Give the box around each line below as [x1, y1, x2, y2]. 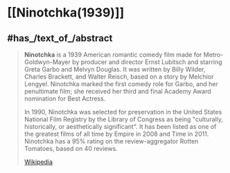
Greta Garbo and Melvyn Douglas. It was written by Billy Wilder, [24, 65, 206, 73]
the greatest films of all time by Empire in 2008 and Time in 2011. [24, 130, 209, 138]
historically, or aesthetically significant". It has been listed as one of [24, 123, 217, 130]
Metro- [203, 50, 224, 59]
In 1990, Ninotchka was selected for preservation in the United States [24, 108, 222, 116]
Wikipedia [24, 158, 53, 166]
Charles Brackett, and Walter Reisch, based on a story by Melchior [24, 72, 214, 81]
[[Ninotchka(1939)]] [7, 5, 125, 21]
